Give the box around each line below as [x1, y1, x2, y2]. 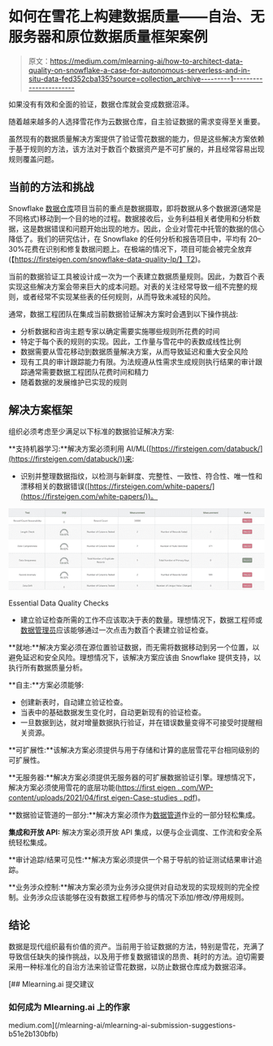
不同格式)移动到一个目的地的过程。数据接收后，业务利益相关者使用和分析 [8, 213, 253, 224]
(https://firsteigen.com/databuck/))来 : [8, 454, 135, 463]
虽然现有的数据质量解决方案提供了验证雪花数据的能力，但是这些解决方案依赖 [8, 133, 265, 143]
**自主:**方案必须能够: [8, 680, 84, 690]
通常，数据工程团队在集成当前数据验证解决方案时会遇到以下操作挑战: [8, 309, 239, 319]
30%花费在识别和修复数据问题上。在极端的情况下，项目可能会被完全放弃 [8, 244, 253, 254]
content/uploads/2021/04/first [8, 793, 110, 803]
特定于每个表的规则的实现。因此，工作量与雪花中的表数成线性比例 [19, 336, 241, 346]
